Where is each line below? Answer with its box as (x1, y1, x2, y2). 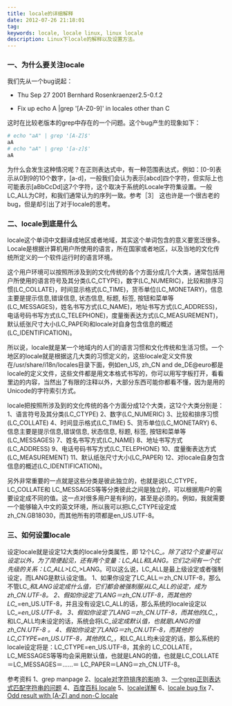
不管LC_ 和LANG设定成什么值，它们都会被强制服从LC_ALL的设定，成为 (7, 582, 207, 590)
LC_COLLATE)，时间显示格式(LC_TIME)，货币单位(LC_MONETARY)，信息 (15, 285, 223, 294)
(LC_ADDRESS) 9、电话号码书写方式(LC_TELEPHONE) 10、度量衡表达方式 (7, 445, 216, 453)
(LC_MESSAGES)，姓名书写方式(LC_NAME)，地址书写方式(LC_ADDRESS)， (7, 303, 221, 311)
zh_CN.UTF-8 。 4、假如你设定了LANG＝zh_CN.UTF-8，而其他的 (7, 625, 193, 634)
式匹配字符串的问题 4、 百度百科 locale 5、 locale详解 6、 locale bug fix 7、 (7, 683, 218, 691)
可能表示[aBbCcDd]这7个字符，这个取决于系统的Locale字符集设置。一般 (7, 182, 213, 191)
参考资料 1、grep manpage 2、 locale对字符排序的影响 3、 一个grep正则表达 (7, 675, 221, 683)
